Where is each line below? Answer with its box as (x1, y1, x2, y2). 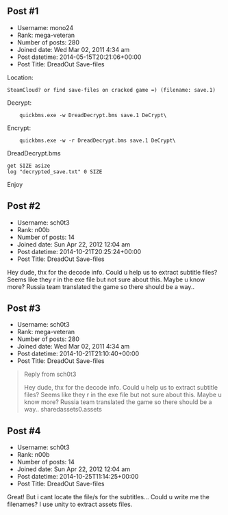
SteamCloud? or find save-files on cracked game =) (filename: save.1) (7, 86, 216, 93)
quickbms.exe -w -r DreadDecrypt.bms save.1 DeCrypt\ (19, 137, 176, 144)
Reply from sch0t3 (23, 370, 77, 379)
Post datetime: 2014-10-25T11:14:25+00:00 (16, 473, 139, 481)
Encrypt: (7, 123, 31, 132)
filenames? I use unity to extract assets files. (7, 500, 133, 509)
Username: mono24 (16, 23, 74, 32)
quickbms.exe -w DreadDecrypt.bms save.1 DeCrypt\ (19, 112, 167, 118)
